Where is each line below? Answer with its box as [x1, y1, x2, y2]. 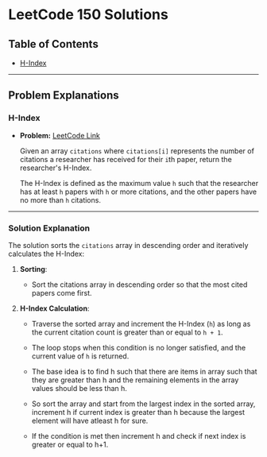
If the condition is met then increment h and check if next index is [31, 431, 246, 440]
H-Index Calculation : [19, 304, 90, 313]
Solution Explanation [8, 223, 90, 234]
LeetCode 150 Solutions [8, 6, 168, 24]
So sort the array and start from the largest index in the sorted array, [31, 399, 256, 409]
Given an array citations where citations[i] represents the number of [19, 145, 254, 156]
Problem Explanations [8, 89, 119, 103]
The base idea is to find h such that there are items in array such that [31, 366, 257, 376]
